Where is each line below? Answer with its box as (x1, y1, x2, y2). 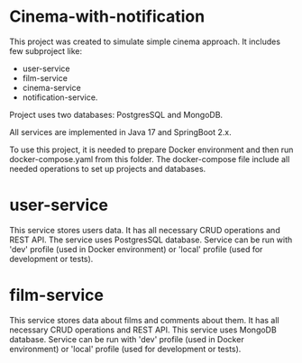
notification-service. (22, 92, 98, 103)
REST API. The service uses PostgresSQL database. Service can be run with (9, 234, 293, 245)
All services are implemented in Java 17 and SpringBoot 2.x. (9, 126, 232, 137)
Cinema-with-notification (9, 6, 206, 27)
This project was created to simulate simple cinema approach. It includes (9, 36, 281, 47)
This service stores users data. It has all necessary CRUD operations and (9, 224, 281, 235)
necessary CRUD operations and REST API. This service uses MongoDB (9, 324, 277, 335)
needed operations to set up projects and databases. (9, 163, 206, 174)
